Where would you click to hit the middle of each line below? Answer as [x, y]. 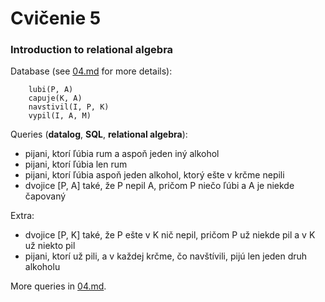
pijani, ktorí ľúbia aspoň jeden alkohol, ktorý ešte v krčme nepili [154, 175]
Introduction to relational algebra [92, 50]
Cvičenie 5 [56, 18]
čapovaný [45, 196]
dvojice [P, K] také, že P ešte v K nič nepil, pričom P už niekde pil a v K [170, 235]
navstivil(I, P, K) [69, 107]
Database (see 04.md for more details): [91, 71]
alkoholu [42, 267]
